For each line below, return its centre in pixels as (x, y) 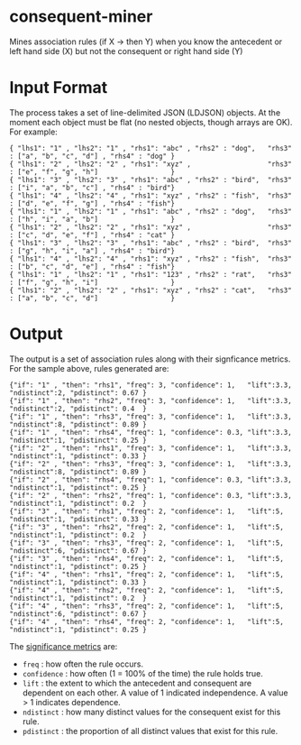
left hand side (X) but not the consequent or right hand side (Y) (126, 51)
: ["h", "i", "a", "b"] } (92, 219)
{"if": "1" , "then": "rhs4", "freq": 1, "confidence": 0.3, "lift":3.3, (151, 432)
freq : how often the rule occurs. (83, 664)
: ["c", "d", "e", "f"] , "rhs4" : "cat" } (92, 235)
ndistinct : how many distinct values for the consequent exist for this (151, 712)
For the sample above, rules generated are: (89, 368)
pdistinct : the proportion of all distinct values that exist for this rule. (150, 731)
